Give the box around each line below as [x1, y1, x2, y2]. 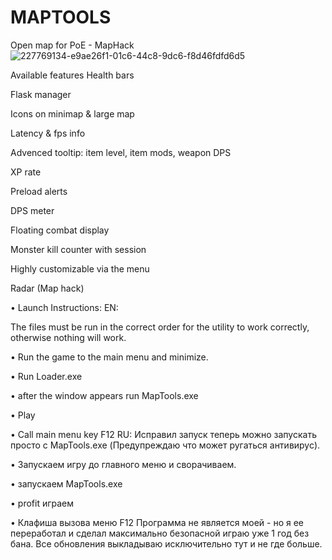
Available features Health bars [10, 69, 135, 81]
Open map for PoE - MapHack [10, 39, 135, 51]
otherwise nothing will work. [10, 331, 127, 343]
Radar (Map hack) [10, 282, 85, 294]
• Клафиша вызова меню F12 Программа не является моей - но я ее [10, 516, 305, 528]
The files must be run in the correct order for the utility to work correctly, [10, 321, 310, 333]
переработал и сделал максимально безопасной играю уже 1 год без [10, 527, 310, 539]
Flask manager [10, 88, 72, 100]
